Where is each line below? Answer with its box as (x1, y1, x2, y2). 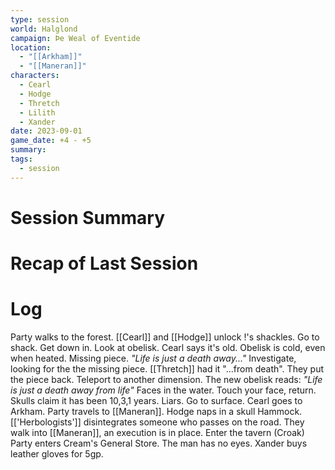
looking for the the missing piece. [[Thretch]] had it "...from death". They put (10, 362, 325, 375)
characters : (10, 71, 60, 81)
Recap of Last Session (10, 252, 199, 275)
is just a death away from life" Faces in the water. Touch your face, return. (10, 384, 317, 396)
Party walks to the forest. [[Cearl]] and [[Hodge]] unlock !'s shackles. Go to (10, 331, 320, 343)
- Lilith (19, 107, 56, 118)
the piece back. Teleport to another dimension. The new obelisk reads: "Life (10, 373, 323, 385)
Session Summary (10, 206, 166, 229)
